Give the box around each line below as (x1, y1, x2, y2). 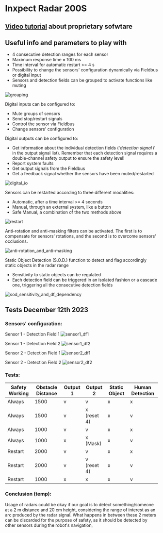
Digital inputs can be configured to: (5, 101, 76, 107)
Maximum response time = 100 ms (12, 57, 81, 63)
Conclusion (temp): (5, 491, 52, 498)
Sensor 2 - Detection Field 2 (5, 360, 62, 366)
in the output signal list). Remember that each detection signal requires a (12, 150, 158, 156)
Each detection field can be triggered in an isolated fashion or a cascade (12, 277, 158, 283)
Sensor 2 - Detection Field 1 (5, 350, 61, 356)
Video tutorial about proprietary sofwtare (5, 22, 132, 31)
